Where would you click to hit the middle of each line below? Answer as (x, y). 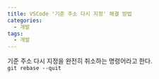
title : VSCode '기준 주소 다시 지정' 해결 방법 (70, 14)
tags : (15, 34)
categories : (25, 20)
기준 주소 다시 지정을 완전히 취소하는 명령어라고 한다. (80, 61)
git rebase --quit (34, 68)
